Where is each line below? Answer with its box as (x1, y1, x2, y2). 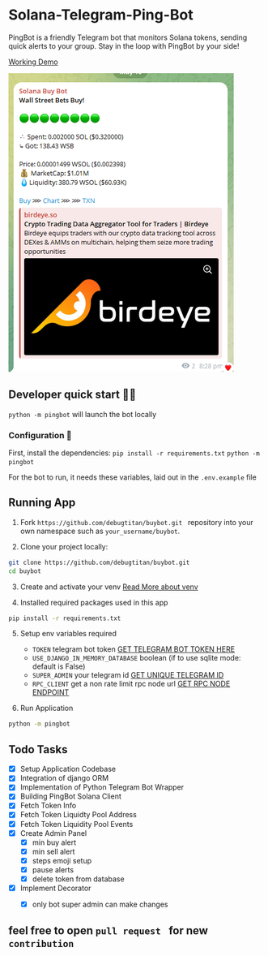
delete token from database (32, 874, 125, 884)
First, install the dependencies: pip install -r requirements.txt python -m (8, 448, 261, 458)
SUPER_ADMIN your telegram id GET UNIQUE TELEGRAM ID (32, 670, 224, 680)
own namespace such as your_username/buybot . (19, 526, 181, 536)
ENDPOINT (32, 687, 70, 697)
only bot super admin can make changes (32, 899, 168, 910)
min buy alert (32, 838, 77, 847)
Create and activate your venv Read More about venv (19, 582, 198, 592)
